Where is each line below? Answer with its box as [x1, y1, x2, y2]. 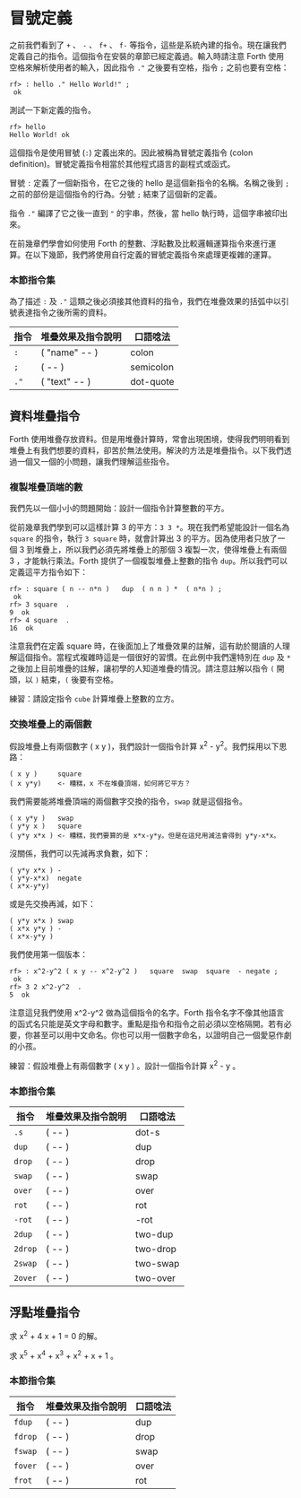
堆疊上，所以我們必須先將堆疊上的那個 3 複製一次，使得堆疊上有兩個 [34, 544, 288, 555]
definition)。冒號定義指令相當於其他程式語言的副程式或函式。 [9, 158, 236, 169]
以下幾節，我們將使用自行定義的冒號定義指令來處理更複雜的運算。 [32, 248, 276, 260]
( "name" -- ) [40, 346, 99, 359]
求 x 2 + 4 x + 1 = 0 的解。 [9, 1329, 103, 1341]
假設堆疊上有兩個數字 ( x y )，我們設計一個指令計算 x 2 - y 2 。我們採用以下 [9, 739, 279, 752]
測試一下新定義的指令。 [9, 104, 96, 115]
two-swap [134, 1258, 180, 1270]
